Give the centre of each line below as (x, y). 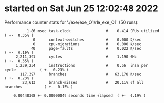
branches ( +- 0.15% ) (39, 87)
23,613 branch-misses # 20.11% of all (83, 82)
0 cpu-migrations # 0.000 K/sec (87, 44)
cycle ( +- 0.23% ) (37, 70)
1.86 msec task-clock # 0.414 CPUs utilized (93, 31)
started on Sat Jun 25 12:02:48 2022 (81, 9)
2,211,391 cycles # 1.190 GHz (76, 57)
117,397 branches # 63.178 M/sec (81, 74)
